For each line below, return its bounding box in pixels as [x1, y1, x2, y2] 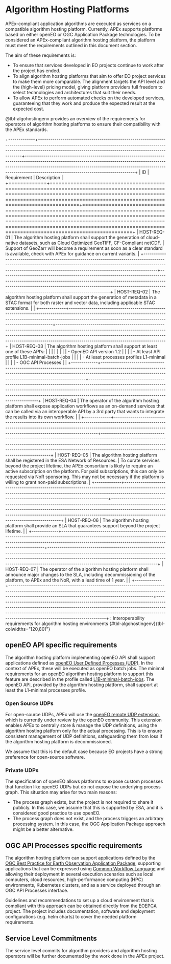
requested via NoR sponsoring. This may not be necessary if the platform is [5, 474, 164, 480]
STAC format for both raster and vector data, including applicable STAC [5, 299, 156, 306]
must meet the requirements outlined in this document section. [5, 42, 137, 48]
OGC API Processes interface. [5, 887, 69, 894]
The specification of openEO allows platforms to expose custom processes [5, 778, 163, 784]
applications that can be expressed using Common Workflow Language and [5, 866, 165, 872]
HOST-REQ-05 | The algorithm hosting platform [57, 452, 157, 458]
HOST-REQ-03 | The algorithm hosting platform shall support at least [12, 343, 157, 349]
